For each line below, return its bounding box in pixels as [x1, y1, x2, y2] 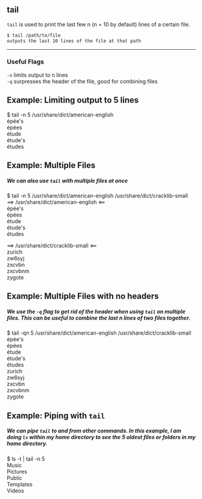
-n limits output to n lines [7, 71, 68, 79]
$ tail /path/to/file [7, 32, 61, 38]
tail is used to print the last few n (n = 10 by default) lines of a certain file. [7, 20, 191, 28]
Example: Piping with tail [7, 410, 105, 420]
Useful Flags [7, 58, 44, 66]
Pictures [7, 468, 28, 475]
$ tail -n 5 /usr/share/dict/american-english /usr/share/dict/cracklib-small [7, 192, 188, 200]
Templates [7, 480, 33, 488]
